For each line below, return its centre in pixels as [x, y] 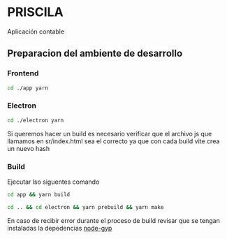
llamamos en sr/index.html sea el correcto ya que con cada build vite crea [113, 141]
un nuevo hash [29, 148]
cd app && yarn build [39, 194]
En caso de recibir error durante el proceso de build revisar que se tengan [113, 220]
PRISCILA [36, 12]
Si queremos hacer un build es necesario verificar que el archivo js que [110, 133]
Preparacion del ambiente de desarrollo [95, 53]
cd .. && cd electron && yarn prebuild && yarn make [86, 207]
